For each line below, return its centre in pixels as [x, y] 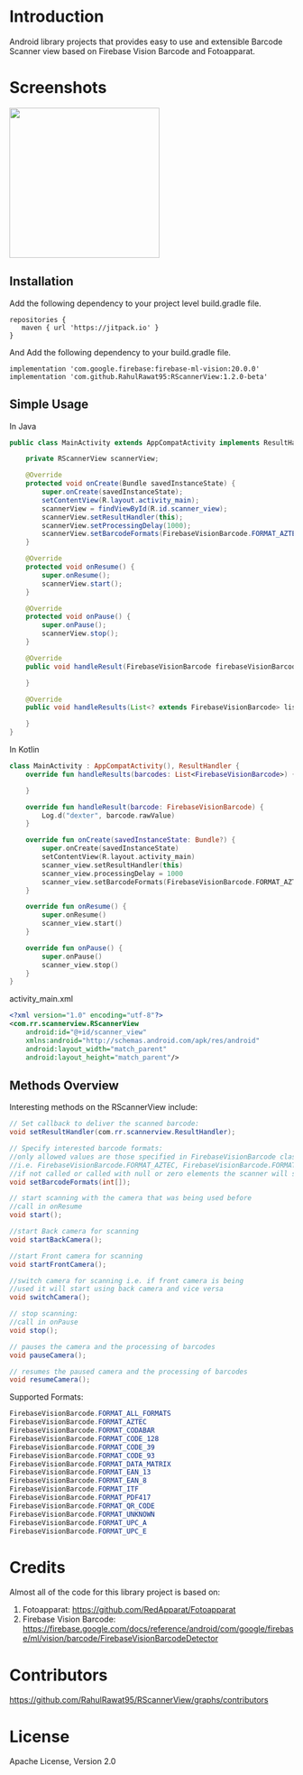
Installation [41, 282]
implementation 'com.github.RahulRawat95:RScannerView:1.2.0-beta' [139, 376]
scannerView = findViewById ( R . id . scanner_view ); [135, 508]
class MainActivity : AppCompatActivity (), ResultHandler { [125, 766]
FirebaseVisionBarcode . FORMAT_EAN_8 [78, 1481]
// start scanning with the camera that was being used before [131, 1198]
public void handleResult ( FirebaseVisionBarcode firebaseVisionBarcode [163, 666]
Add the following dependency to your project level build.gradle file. [135, 303]
